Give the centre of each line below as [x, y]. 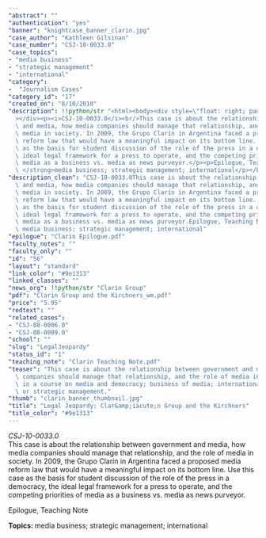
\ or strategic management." [63, 391]
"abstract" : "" [33, 15]
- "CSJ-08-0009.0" [38, 332]
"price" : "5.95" [35, 303]
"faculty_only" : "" [40, 251]
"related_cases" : [37, 318]
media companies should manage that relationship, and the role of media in [131, 452]
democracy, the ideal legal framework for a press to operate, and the [120, 486]
